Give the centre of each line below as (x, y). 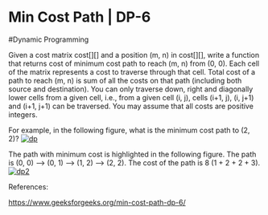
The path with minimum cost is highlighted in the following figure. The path (132, 154)
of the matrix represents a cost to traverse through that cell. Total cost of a (132, 71)
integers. (23, 114)
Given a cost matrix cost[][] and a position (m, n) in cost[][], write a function (134, 55)
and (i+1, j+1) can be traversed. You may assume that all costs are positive (131, 106)
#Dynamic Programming (49, 39)
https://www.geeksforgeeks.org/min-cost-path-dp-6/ (97, 202)
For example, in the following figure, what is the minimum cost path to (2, (129, 130)
